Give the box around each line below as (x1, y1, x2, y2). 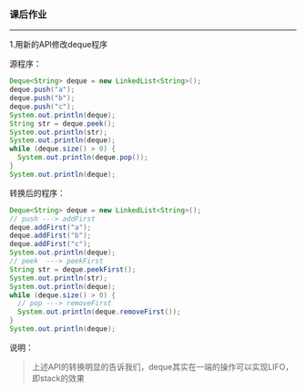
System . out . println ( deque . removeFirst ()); (17, 307, 181, 316)
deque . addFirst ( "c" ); (9, 240, 92, 249)
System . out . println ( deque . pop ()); (17, 153, 148, 162)
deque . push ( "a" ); (9, 85, 76, 95)
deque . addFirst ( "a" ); (9, 222, 92, 232)
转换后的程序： (9, 187, 66, 198)
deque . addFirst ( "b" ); (9, 231, 92, 241)
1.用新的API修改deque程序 (9, 39, 107, 50)
